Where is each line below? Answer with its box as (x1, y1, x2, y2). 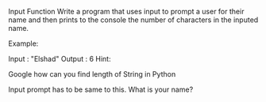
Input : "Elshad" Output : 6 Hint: (8, 55, 111, 63)
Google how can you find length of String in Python (8, 70, 176, 78)
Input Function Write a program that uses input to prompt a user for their (8, 7, 245, 16)
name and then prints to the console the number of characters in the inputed (8, 15, 259, 25)
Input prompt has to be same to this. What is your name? (8, 85, 194, 94)
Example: (8, 39, 39, 48)
